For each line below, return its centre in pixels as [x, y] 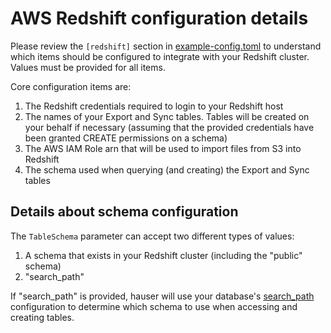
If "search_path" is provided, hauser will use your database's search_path [162, 296]
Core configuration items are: [71, 86]
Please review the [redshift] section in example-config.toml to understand [166, 46]
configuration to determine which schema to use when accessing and [154, 306]
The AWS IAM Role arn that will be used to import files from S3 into [163, 148]
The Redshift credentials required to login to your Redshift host [154, 106]
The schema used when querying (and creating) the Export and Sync [167, 169]
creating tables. [42, 317]
